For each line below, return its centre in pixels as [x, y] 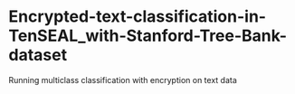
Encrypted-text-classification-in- [138, 17]
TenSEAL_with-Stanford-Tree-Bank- [147, 36]
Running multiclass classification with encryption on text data [123, 80]
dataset [38, 55]
